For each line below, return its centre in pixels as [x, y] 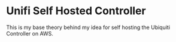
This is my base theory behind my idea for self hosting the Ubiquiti [88, 27]
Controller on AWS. [30, 33]
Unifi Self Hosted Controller [76, 11]
